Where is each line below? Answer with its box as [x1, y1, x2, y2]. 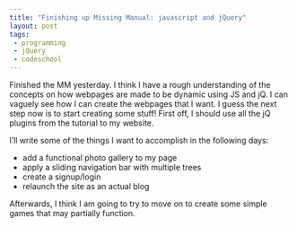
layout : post [9, 22, 58, 31]
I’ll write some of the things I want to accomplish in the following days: [9, 135, 269, 145]
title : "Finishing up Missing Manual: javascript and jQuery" [9, 13, 247, 22]
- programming [13, 38, 66, 48]
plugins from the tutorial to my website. [9, 118, 154, 128]
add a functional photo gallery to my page [22, 153, 178, 162]
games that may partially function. [9, 208, 136, 218]
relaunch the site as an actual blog [22, 181, 150, 191]
